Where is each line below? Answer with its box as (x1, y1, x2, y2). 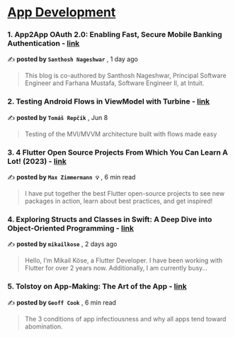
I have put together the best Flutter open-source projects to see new (24, 189, 225, 198)
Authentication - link (7, 38, 80, 48)
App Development (7, 4, 116, 21)
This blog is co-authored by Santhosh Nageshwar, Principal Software (24, 72, 227, 80)
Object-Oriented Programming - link (7, 223, 134, 233)
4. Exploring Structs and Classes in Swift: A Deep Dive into (7, 214, 212, 224)
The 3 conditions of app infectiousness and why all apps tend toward (24, 314, 227, 323)
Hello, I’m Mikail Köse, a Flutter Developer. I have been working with (24, 256, 223, 265)
